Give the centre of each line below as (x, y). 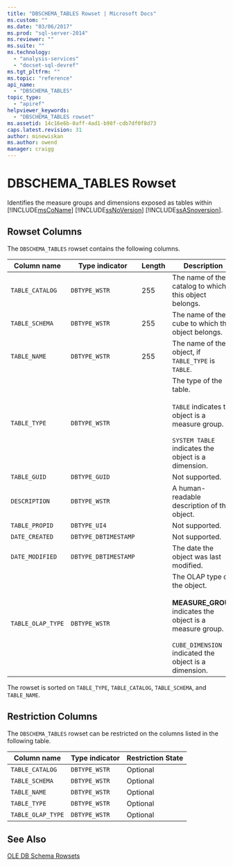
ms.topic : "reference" (40, 78)
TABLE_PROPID (32, 525)
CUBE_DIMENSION (197, 645)
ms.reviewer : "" (31, 40)
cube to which (195, 323)
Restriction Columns (52, 716)
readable (187, 497)
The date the (193, 547)
